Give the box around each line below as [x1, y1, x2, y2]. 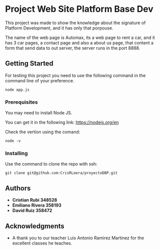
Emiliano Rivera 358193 [12, 202, 62, 208]
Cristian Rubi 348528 [12, 197, 58, 203]
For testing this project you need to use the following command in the [5, 72, 146, 78]
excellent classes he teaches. [12, 240, 72, 246]
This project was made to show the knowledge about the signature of [5, 20, 146, 26]
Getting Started [5, 59, 54, 68]
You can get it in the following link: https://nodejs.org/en [5, 119, 119, 125]
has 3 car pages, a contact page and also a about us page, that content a [5, 39, 154, 45]
